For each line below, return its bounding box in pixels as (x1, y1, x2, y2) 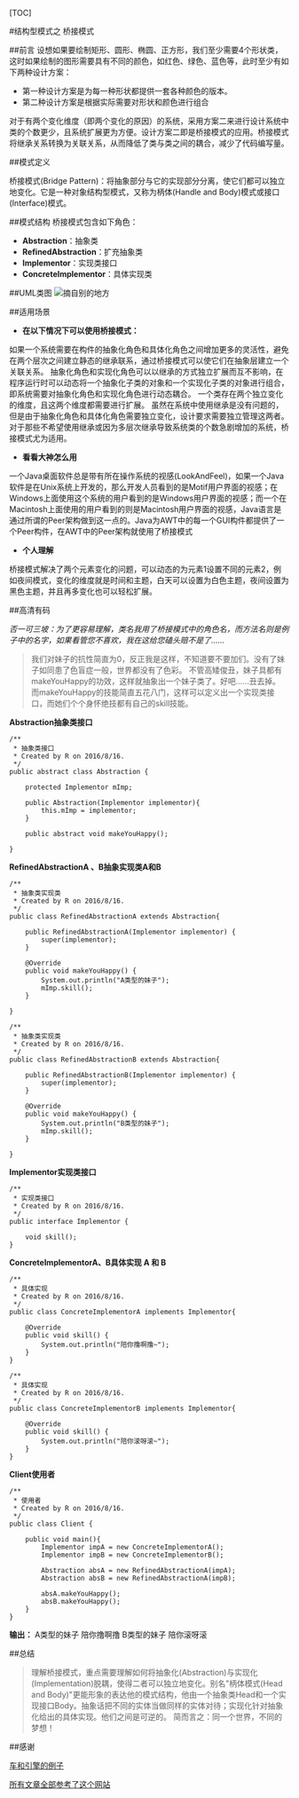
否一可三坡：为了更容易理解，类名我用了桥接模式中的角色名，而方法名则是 (9, 624, 281, 634)
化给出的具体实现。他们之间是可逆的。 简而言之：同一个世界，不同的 (30, 1712, 282, 1722)
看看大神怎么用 (21, 452, 77, 462)
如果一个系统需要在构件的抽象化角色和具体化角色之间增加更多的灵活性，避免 (9, 344, 289, 354)
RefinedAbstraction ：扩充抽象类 (21, 247, 144, 256)
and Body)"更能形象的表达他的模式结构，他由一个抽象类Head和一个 (30, 1690, 279, 1699)
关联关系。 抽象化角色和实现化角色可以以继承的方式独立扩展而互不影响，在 (9, 367, 284, 376)
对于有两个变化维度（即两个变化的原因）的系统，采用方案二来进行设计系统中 (9, 115, 289, 126)
